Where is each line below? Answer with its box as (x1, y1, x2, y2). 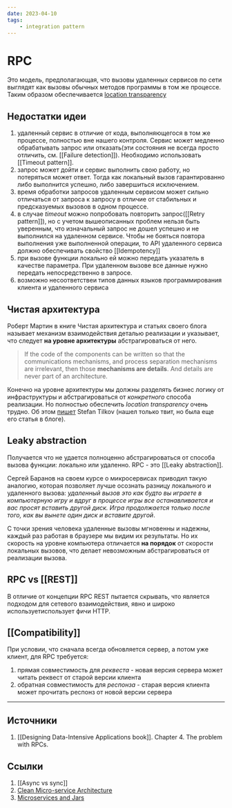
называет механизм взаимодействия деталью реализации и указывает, (7, 329, 220, 337)
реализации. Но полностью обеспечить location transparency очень (7, 399, 209, 409)
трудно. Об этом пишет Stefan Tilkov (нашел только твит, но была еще (7, 407, 214, 415)
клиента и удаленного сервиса (17, 283, 109, 291)
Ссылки (7, 760, 43, 772)
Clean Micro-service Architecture (17, 787, 113, 794)
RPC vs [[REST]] (7, 574, 78, 586)
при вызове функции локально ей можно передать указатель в (17, 254, 205, 262)
